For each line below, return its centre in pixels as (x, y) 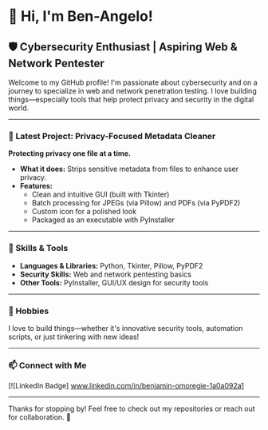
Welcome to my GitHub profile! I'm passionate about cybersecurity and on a (133, 82)
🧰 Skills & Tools (38, 249)
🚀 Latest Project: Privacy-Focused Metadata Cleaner (112, 136)
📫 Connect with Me (47, 365)
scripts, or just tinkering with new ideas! (74, 336)
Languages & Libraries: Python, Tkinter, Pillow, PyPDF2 (111, 265)
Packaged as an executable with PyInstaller (103, 220)
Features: (36, 186)
